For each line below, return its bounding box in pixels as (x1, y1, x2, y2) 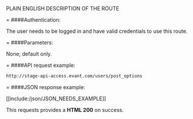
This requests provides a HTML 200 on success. (6, 106, 124, 113)
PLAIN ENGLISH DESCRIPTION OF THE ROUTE (6, 5, 119, 12)
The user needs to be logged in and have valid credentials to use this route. (6, 28, 188, 35)
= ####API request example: (6, 62, 75, 69)
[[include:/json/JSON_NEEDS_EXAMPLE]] (6, 95, 106, 102)
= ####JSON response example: (6, 83, 85, 90)
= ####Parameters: (6, 39, 54, 46)
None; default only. (6, 50, 52, 57)
